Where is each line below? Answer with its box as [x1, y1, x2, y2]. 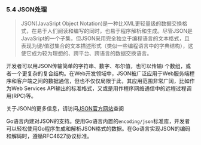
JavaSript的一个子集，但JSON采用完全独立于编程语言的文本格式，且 [20, 35, 190, 42]
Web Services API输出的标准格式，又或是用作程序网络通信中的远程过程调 [11, 85, 192, 92]
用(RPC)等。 [6, 92, 37, 100]
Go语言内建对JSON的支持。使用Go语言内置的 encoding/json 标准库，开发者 [6, 118, 190, 125]
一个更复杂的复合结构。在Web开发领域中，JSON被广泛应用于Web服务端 [11, 70, 190, 77]
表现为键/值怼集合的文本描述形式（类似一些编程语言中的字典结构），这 [20, 42, 193, 50]
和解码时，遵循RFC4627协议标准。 [6, 132, 93, 140]
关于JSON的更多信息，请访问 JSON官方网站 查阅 [6, 105, 124, 112]
